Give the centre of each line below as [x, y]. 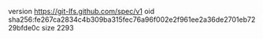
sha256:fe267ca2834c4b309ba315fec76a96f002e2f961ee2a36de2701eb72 [132, 19]
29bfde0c [24, 28]
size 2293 [58, 28]
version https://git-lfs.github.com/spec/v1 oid [81, 11]
